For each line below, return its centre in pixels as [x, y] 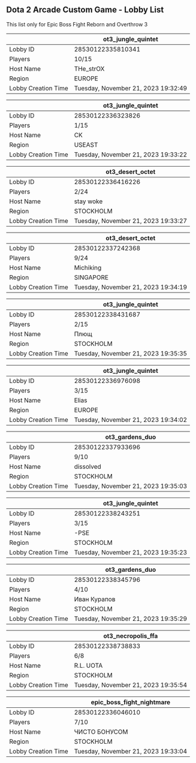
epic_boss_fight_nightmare [131, 702]
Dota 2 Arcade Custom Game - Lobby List [85, 10]
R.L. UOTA [88, 665]
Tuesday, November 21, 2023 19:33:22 [131, 154]
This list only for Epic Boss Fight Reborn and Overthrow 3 [77, 24]
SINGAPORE [91, 277]
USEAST [86, 144]
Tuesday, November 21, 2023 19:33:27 [131, 221]
